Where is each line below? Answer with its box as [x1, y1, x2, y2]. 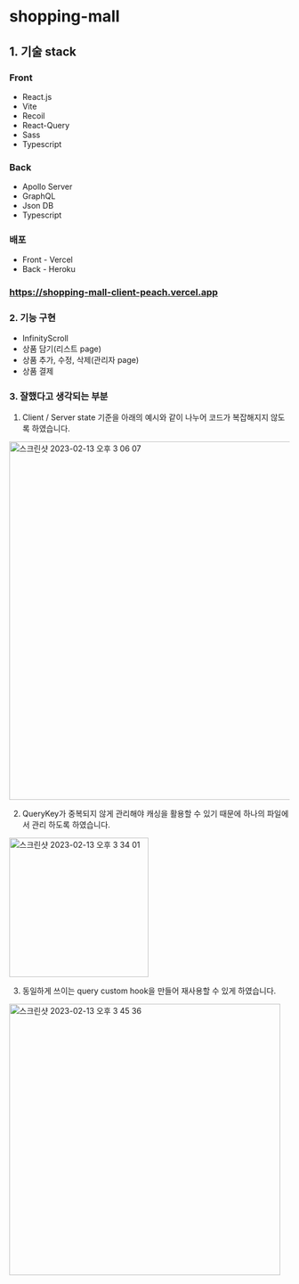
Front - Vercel [21, 254, 73, 265]
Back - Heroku [21, 264, 76, 275]
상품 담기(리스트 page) [21, 343, 102, 354]
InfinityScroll [21, 333, 69, 343]
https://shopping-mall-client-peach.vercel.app [9, 286, 218, 299]
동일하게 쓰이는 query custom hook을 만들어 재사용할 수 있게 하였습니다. [21, 985, 277, 996]
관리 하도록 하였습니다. [31, 819, 111, 830]
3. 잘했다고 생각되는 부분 [9, 390, 109, 402]
